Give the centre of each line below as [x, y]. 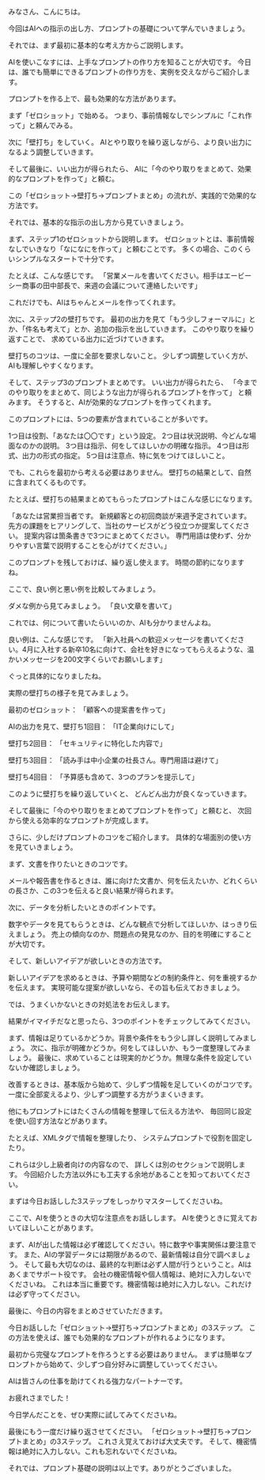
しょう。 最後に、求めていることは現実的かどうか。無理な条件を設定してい [130, 1058]
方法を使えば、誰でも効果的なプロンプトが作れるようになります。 [122, 1338]
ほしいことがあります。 [60, 1228]
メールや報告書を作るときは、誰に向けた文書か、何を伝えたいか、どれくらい [133, 881]
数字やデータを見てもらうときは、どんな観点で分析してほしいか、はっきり [129, 924]
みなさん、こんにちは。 [46, 11]
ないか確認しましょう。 [46, 1067]
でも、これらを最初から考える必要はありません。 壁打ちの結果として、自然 [130, 472]
